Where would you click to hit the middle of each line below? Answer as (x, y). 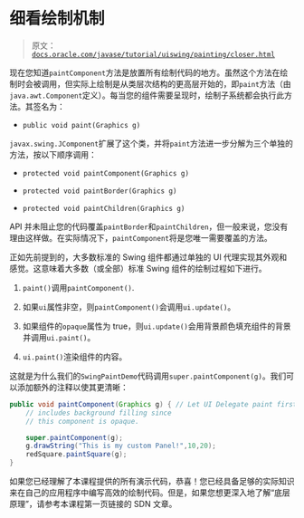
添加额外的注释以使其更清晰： (72, 387)
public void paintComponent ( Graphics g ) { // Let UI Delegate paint (141, 404)
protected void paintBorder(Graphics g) (100, 191)
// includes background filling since (99, 413)
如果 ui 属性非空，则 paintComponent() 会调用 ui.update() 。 (129, 307)
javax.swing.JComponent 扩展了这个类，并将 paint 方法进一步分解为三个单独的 (152, 143)
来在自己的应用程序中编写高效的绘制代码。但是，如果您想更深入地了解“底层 (150, 493)
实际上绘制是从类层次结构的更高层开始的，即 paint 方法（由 (181, 83)
